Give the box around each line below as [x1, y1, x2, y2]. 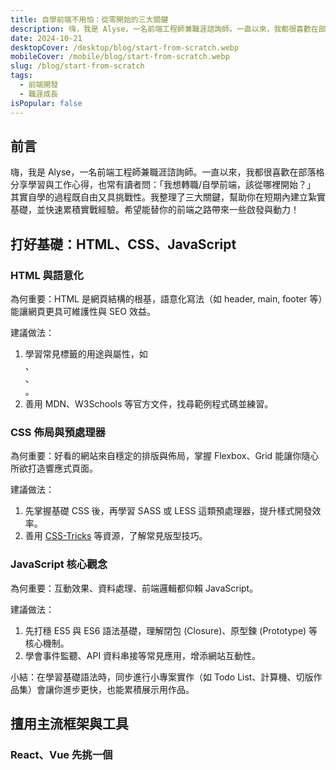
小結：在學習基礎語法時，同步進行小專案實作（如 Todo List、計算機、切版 [10, 671, 314, 683]
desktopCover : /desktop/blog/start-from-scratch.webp [10, 42, 240, 53]
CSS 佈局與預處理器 [10, 425, 106, 439]
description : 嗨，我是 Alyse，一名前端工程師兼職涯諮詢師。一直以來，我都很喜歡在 [10, 24, 319, 34]
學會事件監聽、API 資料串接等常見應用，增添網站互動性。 [24, 649, 262, 661]
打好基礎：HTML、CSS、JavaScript [10, 236, 237, 253]
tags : [10, 71, 33, 81]
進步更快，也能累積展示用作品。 [62, 683, 195, 695]
